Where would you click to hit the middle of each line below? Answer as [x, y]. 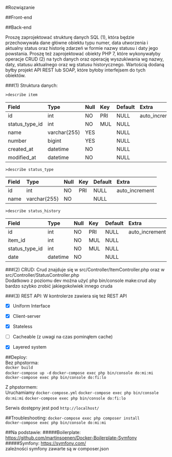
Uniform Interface [31, 306]
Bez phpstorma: [22, 363]
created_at [21, 149]
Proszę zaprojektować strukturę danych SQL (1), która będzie [70, 37]
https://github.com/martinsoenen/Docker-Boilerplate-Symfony [71, 438]
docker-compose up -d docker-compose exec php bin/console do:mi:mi [79, 373]
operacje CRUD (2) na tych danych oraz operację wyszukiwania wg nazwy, [85, 59]
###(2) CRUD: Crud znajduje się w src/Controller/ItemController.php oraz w [85, 270]
